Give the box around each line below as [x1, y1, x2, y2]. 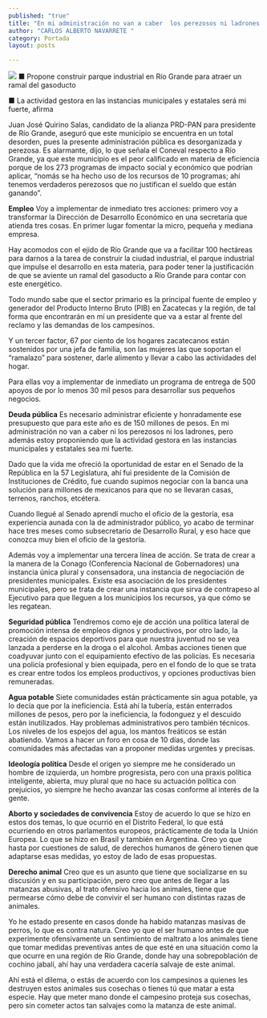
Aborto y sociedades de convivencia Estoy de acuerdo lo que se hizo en [8, 809, 251, 819]
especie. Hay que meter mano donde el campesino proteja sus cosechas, [8, 992, 251, 1002]
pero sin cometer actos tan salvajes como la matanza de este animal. [8, 1001, 237, 1011]
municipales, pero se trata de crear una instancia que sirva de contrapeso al [8, 584, 260, 595]
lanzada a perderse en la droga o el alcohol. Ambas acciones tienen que [8, 643, 247, 652]
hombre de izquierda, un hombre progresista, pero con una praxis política [8, 768, 252, 778]
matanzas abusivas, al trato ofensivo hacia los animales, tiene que [8, 885, 227, 894]
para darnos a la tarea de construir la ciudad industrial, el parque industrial [8, 254, 255, 264]
